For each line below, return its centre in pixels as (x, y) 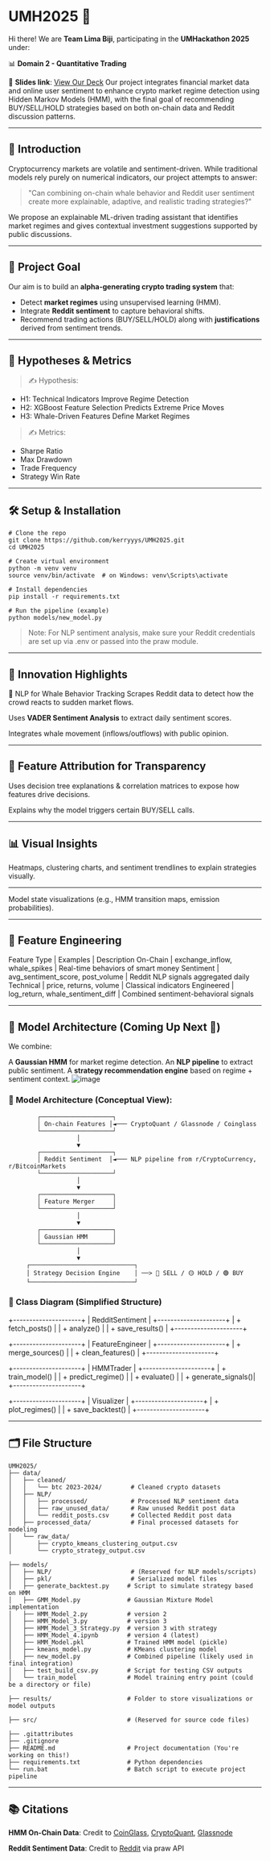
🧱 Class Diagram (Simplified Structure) (85, 1302)
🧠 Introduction (45, 150)
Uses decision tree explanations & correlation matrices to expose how (124, 786)
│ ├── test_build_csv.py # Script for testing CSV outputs (125, 1670)
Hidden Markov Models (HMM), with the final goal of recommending (121, 99)
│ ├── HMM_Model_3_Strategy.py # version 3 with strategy (113, 1628)
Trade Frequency (48, 468)
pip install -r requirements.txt (64, 597)
